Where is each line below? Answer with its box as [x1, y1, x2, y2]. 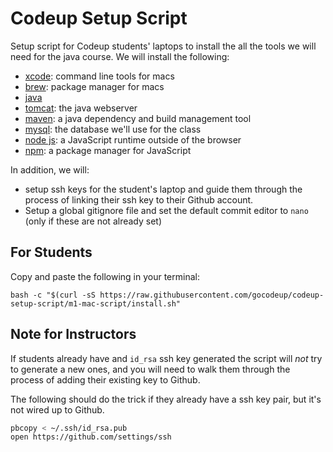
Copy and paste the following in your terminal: [10, 270, 200, 282]
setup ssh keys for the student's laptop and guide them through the [24, 183, 303, 195]
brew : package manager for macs [24, 80, 165, 92]
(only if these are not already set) [24, 215, 163, 227]
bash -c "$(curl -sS [10, 290, 97, 300]
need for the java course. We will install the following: [10, 50, 230, 62]
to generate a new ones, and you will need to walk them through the [10, 363, 291, 375]
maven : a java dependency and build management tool [24, 112, 252, 124]
